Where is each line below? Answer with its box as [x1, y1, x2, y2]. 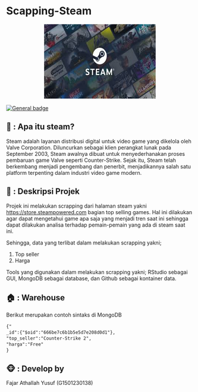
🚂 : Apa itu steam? [6, 122, 75, 132]
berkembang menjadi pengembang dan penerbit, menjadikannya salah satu [6, 162, 191, 170]
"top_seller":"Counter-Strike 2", [6, 335, 92, 341]
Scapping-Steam [6, 4, 92, 18]
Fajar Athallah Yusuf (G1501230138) [6, 380, 93, 387]
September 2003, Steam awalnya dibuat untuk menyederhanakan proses [6, 150, 186, 157]
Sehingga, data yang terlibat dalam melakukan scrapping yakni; [6, 239, 162, 246]
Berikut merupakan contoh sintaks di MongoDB [6, 311, 122, 319]
